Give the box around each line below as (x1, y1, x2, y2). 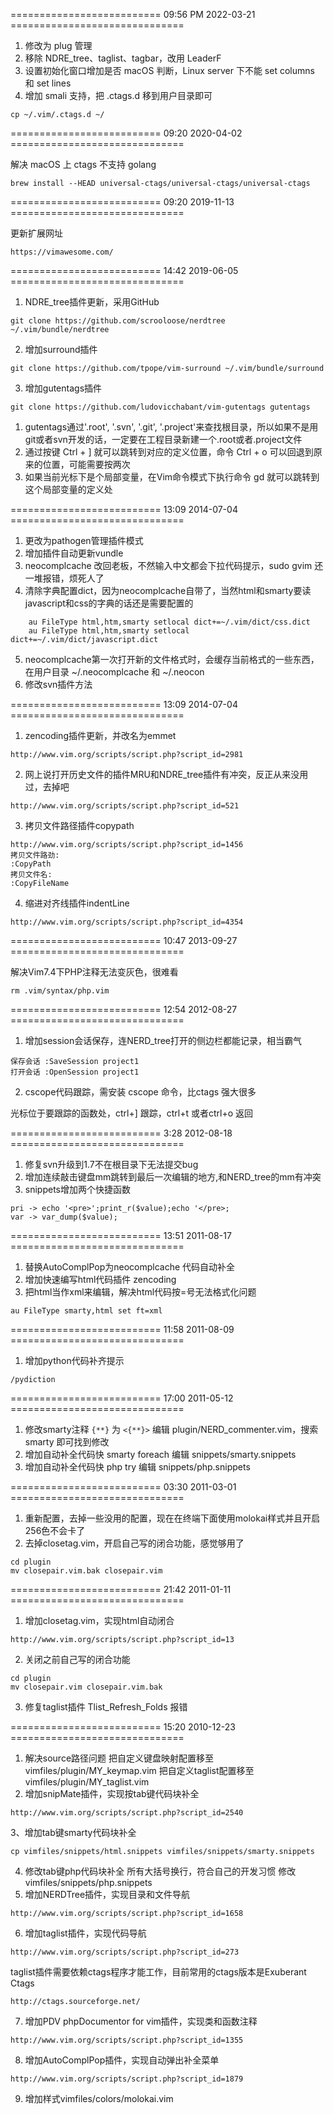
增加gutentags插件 (24, 382, 103, 394)
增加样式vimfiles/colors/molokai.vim (24, 2093, 174, 2104)
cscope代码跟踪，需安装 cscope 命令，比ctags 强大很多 (24, 1086, 257, 1098)
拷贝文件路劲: (10, 850, 60, 860)
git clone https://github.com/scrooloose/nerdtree (10, 316, 226, 326)
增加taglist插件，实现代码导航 (24, 1927, 147, 1939)
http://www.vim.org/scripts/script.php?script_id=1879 (10, 2074, 244, 2084)
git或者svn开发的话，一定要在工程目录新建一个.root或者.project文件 (24, 434, 303, 445)
